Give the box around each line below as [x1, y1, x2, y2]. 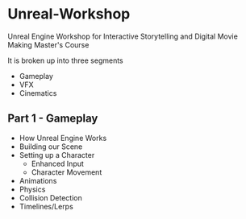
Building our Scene [19, 142, 83, 151]
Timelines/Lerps [19, 201, 73, 211]
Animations [19, 176, 57, 185]
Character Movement [31, 167, 102, 177]
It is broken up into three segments [7, 56, 123, 65]
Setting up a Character [19, 150, 95, 159]
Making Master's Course [7, 39, 90, 49]
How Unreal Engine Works [19, 133, 107, 143]
